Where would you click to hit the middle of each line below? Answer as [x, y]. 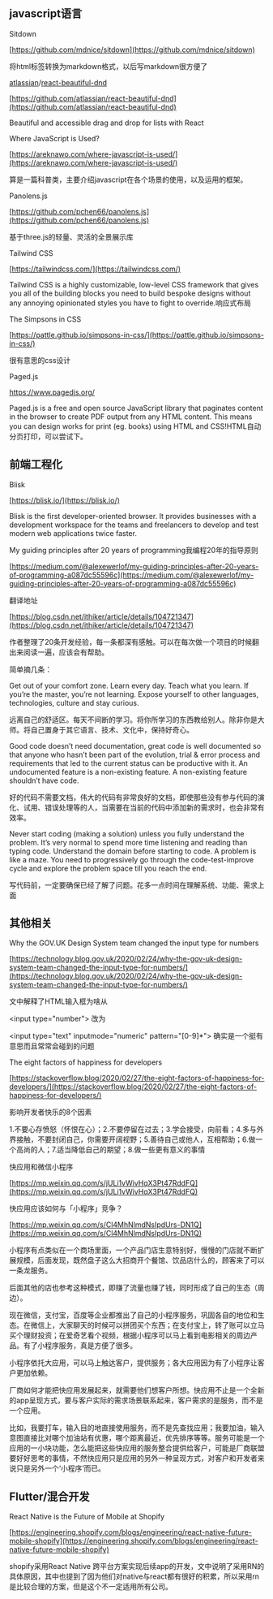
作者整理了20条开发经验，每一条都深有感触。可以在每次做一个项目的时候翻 [134, 642]
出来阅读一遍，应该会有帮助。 [59, 652]
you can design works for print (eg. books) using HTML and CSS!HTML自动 [135, 426]
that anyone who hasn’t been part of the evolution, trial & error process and [135, 754]
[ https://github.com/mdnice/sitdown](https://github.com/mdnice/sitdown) [132, 50]
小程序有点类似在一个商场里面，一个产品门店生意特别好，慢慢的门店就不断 [133, 1250]
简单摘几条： [30, 669]
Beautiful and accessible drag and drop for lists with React [107, 123]
